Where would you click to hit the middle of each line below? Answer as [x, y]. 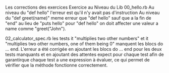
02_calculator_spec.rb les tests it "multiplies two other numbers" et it [77, 38]
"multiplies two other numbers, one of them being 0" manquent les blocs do [84, 44]
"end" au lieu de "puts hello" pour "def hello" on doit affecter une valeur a [82, 23]
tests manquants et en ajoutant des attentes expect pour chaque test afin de [84, 54]
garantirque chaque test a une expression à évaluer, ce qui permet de [77, 60]
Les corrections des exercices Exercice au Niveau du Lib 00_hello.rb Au [80, 7]
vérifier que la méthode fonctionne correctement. [57, 65]
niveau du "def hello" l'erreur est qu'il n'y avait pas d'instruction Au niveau [82, 13]
